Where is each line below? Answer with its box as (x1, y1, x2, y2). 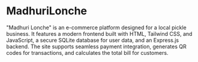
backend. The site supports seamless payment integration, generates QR (6, 43, 187, 50)
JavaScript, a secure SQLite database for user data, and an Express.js (6, 36, 179, 44)
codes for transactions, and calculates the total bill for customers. (6, 49, 169, 56)
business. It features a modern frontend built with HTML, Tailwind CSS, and (6, 30, 193, 37)
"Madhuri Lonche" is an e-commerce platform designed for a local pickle (6, 24, 187, 31)
